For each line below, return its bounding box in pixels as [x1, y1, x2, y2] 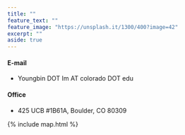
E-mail [7, 58, 27, 67]
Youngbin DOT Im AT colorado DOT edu [17, 74, 134, 83]
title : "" [7, 10, 37, 18]
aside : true [7, 37, 42, 44]
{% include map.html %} [7, 119, 79, 128]
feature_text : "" [7, 17, 59, 24]
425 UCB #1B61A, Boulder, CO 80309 [17, 106, 127, 115]
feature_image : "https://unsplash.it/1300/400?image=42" [7, 23, 179, 30]
